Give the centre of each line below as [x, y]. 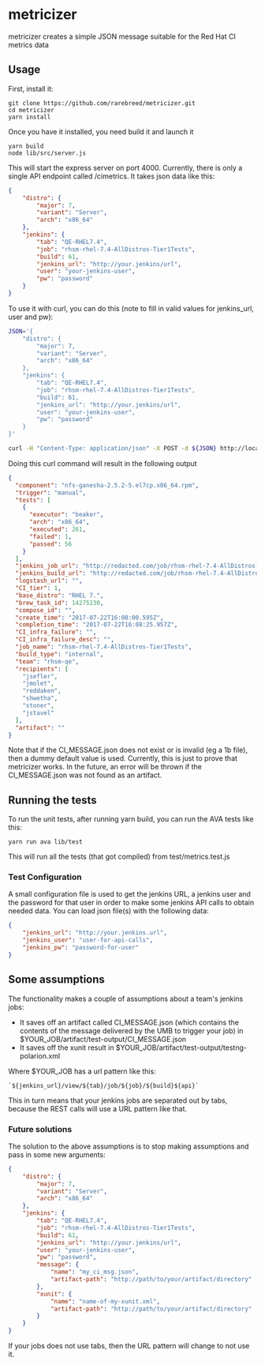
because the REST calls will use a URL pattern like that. [98, 1108]
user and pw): [31, 317]
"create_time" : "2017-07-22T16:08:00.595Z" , [90, 618]
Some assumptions [56, 980]
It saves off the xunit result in [67, 1047]
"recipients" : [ [42, 669]
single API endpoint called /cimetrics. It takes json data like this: [112, 176]
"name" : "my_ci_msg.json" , [95, 1272]
